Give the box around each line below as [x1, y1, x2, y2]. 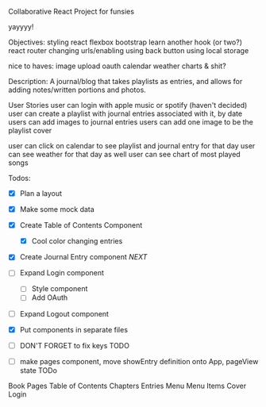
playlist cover [8, 126, 52, 135]
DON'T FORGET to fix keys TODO [19, 340, 129, 350]
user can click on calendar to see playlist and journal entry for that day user [8, 141, 256, 150]
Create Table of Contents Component [19, 221, 143, 230]
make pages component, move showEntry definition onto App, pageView [19, 356, 259, 366]
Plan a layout [19, 189, 62, 198]
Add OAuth [31, 293, 68, 302]
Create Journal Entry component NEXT [19, 252, 148, 262]
